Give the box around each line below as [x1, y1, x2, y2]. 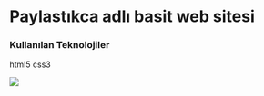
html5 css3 [9, 59, 52, 70]
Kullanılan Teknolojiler [9, 39, 110, 52]
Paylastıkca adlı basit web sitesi [9, 6, 255, 27]
